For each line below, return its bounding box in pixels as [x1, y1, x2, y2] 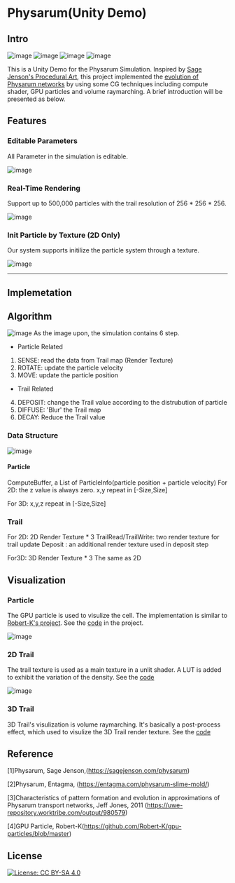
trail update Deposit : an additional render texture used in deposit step [7, 540, 209, 548]
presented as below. [7, 95, 66, 103]
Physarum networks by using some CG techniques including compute [7, 80, 208, 88]
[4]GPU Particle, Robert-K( [7, 822, 85, 830]
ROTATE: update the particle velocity [17, 363, 124, 372]
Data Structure [7, 431, 59, 440]
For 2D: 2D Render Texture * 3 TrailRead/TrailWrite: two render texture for [7, 533, 220, 541]
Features [7, 115, 47, 127]
